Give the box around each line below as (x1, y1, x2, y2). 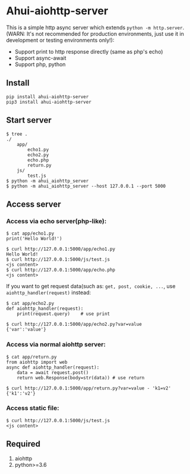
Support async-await (14, 54, 66, 61)
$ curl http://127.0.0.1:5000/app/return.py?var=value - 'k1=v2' (6, 385, 171, 391)
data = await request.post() (17, 369, 89, 376)
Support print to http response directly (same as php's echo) (14, 48, 163, 55)
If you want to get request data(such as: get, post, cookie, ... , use (6, 283, 176, 290)
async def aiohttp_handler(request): (6, 364, 100, 370)
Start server (6, 115, 52, 126)
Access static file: (6, 404, 59, 412)
